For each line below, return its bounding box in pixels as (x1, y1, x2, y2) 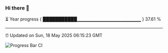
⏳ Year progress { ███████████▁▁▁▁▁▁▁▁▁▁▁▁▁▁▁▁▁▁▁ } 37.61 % (5, 16, 161, 22)
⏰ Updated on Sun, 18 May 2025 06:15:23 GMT (5, 32, 102, 38)
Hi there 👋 (5, 4, 30, 11)
